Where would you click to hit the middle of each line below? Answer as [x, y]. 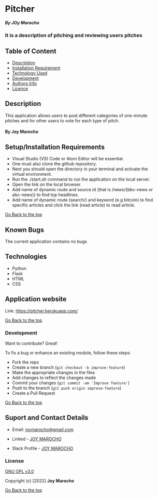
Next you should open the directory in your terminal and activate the [80, 169]
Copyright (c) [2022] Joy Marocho [40, 481]
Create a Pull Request [34, 393]
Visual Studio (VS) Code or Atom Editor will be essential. [68, 159]
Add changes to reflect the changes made [54, 378]
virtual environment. [32, 174]
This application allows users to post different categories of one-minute [76, 116]
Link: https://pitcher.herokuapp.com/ [42, 311]
